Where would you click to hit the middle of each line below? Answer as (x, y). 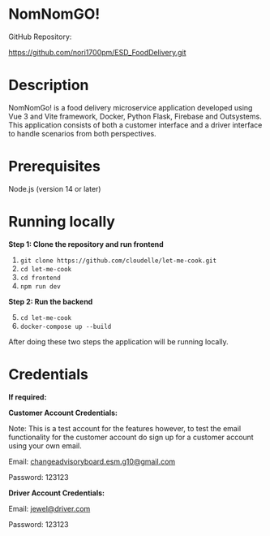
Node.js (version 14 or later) (55, 188)
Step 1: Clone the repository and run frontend (86, 244)
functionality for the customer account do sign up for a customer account (131, 437)
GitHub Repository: (40, 37)
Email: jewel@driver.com (49, 508)
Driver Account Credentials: (57, 493)
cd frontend (40, 278)
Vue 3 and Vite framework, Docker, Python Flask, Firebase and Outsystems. (135, 116)
